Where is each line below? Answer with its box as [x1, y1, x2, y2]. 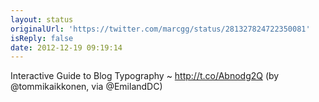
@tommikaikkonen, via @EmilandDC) [10, 81, 163, 93]
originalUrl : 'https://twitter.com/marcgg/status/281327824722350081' [10, 24, 311, 34]
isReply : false [10, 33, 74, 43]
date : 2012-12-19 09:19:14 [10, 42, 123, 53]
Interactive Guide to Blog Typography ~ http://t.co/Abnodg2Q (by [10, 70, 280, 82]
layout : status [10, 14, 74, 25]
